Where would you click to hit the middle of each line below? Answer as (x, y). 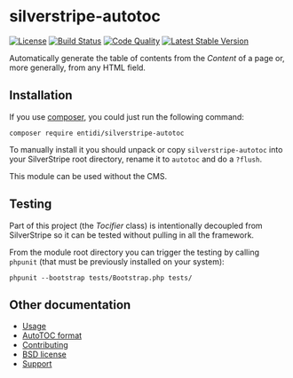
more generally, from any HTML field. (78, 67)
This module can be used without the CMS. (88, 176)
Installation (41, 95)
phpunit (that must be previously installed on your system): (117, 261)
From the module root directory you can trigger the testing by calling (135, 252)
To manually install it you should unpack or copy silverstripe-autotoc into (146, 149)
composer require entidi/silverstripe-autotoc (97, 133)
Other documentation (70, 305)
